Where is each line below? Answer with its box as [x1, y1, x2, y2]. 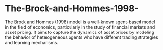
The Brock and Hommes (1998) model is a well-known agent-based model [5, 19, 155, 25]
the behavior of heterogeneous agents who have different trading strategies [5, 34, 158, 40]
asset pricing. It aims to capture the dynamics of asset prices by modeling [5, 29, 154, 35]
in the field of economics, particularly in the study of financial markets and [5, 24, 155, 30]
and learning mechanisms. [5, 39, 59, 45]
